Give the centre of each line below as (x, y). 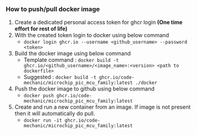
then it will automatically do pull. (55, 114)
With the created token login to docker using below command (92, 35)
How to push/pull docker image (53, 9)
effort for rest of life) (41, 29)
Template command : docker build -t (71, 60)
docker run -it (43, 120)
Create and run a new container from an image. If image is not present (102, 107)
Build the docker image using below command (73, 54)
